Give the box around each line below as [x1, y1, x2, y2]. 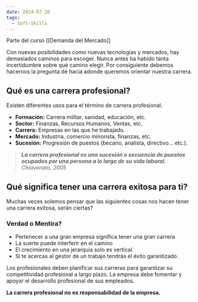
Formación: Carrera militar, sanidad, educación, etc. [15, 114, 146, 121]
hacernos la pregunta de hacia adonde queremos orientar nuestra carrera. [6, 68, 193, 75]
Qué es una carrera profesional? [6, 86, 131, 96]
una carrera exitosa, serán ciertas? [6, 204, 94, 211]
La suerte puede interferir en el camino [15, 239, 113, 247]
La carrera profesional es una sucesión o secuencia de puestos [21, 151, 186, 159]
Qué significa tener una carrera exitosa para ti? [6, 182, 188, 192]
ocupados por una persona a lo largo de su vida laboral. [21, 157, 166, 165]
